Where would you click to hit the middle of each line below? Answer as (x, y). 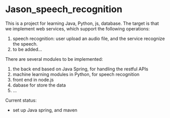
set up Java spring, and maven (45, 110)
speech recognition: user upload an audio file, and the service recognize (89, 38)
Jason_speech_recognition (64, 9)
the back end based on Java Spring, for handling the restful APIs (80, 69)
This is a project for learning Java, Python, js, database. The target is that (82, 23)
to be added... (27, 49)
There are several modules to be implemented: (54, 59)
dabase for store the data (39, 85)
